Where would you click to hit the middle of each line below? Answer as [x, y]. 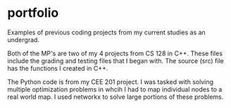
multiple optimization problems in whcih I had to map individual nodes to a [115, 89]
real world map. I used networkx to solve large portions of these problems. [115, 97]
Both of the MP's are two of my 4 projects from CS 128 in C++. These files [115, 53]
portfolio [33, 13]
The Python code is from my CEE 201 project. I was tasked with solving [110, 81]
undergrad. [24, 39]
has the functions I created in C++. [58, 68]
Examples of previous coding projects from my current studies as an [106, 32]
